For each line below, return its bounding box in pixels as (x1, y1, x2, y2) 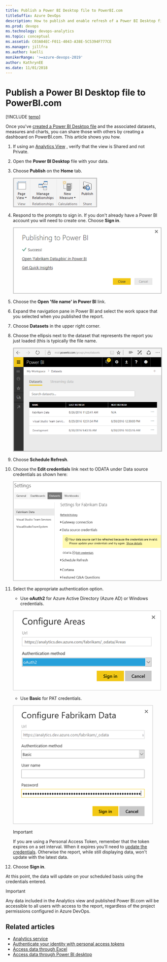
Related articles (5, 923, 55, 931)
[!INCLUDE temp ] (5, 114, 41, 120)
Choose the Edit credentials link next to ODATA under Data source (12, 466, 148, 472)
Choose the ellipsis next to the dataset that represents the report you (12, 332, 153, 338)
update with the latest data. (12, 854, 68, 860)
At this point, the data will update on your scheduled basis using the (5, 874, 143, 880)
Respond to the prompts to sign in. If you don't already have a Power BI (12, 212, 158, 218)
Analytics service (12, 936, 48, 942)
